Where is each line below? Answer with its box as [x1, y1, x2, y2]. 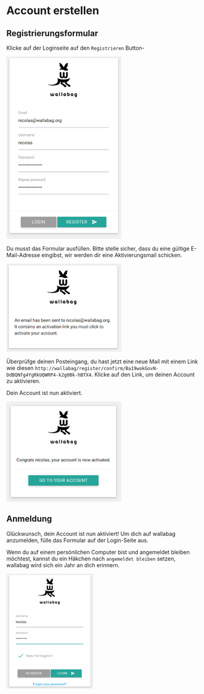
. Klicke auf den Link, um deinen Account [91, 371, 195, 378]
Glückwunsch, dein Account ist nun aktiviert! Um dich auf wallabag [6, 530, 176, 537]
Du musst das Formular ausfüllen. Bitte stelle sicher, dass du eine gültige [6, 245, 190, 252]
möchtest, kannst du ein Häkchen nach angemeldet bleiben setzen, [6, 555, 176, 562]
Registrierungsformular [6, 28, 99, 39]
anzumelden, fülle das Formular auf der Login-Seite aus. [6, 537, 149, 544]
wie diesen [6, 364, 34, 371]
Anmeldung [6, 514, 52, 524]
